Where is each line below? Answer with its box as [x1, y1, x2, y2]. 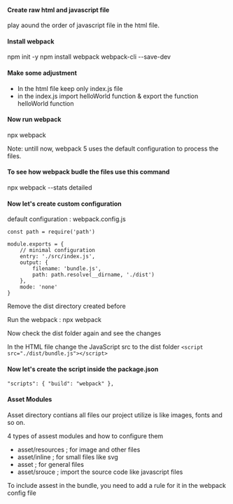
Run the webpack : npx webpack [7, 316, 101, 324]
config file [7, 489, 36, 497]
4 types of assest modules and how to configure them [7, 431, 164, 440]
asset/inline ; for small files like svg [17, 452, 119, 461]
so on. [7, 418, 26, 426]
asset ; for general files [17, 460, 84, 468]
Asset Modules [7, 395, 52, 404]
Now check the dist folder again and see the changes [7, 329, 162, 337]
